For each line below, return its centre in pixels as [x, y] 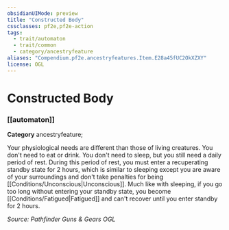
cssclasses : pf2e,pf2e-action [50, 26]
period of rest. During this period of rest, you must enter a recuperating [108, 162]
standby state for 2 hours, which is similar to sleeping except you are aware [114, 170]
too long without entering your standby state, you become [89, 192]
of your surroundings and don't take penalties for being [85, 177]
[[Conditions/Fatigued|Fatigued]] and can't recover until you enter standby [112, 199]
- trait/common [35, 45]
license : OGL [26, 64]
